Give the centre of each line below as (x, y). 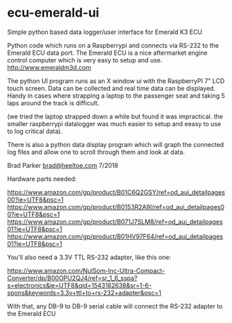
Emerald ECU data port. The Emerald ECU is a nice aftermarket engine (107, 53)
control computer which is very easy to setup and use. (85, 60)
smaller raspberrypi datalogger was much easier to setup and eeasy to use (114, 123)
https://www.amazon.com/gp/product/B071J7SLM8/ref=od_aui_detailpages (115, 221)
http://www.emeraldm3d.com (49, 67)
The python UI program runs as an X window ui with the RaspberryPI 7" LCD (116, 80)
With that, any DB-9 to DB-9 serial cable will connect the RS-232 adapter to (115, 306)
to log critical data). (35, 131)
